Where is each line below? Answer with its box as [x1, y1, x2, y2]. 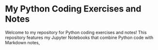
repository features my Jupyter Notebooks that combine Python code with [5, 35, 154, 40]
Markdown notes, [5, 39, 40, 45]
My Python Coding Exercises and [5, 3, 142, 14]
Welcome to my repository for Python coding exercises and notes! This [5, 29, 147, 35]
